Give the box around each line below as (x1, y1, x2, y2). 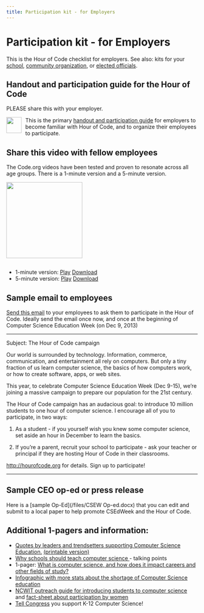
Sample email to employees (6, 293, 113, 303)
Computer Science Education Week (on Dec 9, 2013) (6, 322, 138, 329)
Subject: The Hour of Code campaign (6, 339, 100, 346)
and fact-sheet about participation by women (15, 593, 129, 600)
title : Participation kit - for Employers (6, 9, 115, 15)
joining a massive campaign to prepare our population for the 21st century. (6, 389, 192, 396)
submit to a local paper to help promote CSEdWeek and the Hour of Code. (6, 508, 191, 515)
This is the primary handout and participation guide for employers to (25, 117, 196, 124)
